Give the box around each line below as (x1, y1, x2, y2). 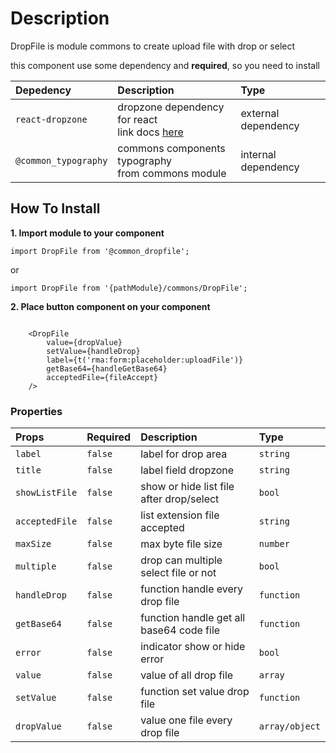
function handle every (140, 582, 244, 596)
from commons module (117, 166, 227, 180)
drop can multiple (140, 553, 223, 567)
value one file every (140, 713, 233, 727)
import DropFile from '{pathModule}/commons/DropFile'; (10, 283, 248, 293)
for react (117, 112, 158, 126)
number (258, 538, 290, 550)
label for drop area (140, 447, 228, 461)
